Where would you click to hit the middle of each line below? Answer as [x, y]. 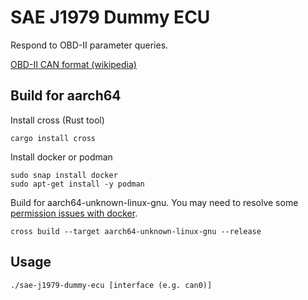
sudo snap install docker [64, 175]
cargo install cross [53, 138]
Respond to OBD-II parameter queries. [89, 45]
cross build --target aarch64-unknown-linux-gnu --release [136, 231]
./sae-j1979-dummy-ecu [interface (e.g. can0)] [111, 285]
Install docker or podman [61, 157]
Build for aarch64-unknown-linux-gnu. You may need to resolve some [154, 202]
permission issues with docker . [74, 213]
